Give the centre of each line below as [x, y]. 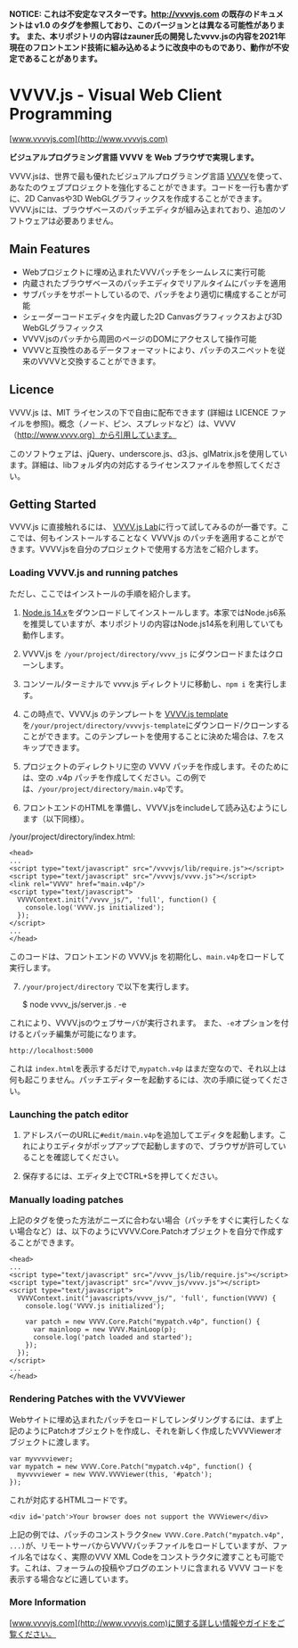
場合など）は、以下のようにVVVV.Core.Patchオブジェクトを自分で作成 [146, 1232]
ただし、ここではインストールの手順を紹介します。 [102, 593]
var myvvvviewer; [41, 1458]
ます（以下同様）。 [55, 819]
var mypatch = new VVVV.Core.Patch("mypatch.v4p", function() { [131, 1466]
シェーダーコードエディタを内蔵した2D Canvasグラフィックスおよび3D [152, 317]
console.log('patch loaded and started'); [113, 1338]
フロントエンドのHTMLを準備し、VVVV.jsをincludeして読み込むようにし [155, 807]
